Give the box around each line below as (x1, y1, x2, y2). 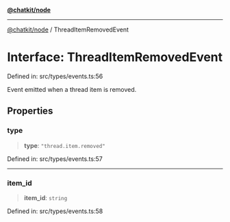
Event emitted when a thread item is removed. (7, 85, 137, 93)
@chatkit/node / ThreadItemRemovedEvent (7, 25, 129, 34)
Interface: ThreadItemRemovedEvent (7, 49, 223, 65)
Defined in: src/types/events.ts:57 (7, 154, 103, 163)
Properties (7, 106, 53, 117)
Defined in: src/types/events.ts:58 (7, 207, 103, 215)
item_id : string (23, 193, 68, 201)
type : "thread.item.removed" (23, 141, 106, 149)
